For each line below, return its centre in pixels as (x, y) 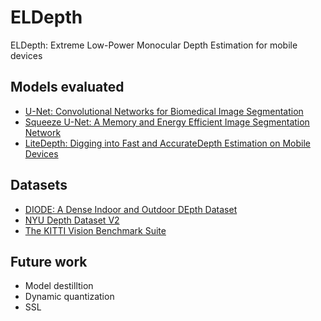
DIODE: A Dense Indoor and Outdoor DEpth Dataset (131, 209)
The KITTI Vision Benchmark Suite (95, 230)
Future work (49, 261)
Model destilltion (59, 286)
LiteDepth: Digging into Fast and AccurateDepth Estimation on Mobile (167, 143)
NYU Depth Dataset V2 (72, 220)
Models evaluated (67, 87)
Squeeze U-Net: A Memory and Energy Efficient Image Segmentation (167, 122)
